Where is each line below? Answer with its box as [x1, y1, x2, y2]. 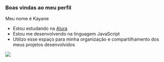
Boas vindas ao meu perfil [5, 4, 72, 11]
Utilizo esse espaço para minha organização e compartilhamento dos [12, 36, 159, 42]
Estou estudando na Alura [12, 25, 68, 32]
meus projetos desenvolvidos [12, 42, 75, 48]
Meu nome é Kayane [5, 16, 49, 22]
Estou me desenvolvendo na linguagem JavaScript [12, 31, 120, 37]
